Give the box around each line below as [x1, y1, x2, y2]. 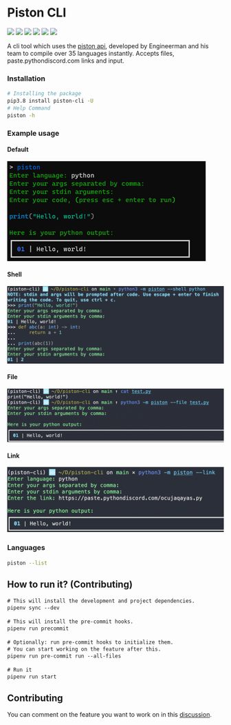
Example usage [7, 128, 60, 138]
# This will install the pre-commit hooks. [7, 618, 134, 625]
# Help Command [7, 105, 51, 112]
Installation [7, 74, 46, 83]
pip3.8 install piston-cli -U [7, 98, 94, 105]
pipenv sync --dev [7, 604, 60, 611]
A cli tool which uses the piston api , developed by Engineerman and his [7, 41, 209, 50]
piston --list [7, 560, 48, 566]
